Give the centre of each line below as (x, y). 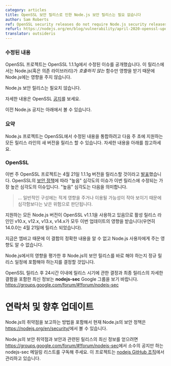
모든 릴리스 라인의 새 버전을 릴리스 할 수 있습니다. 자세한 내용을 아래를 (74, 143)
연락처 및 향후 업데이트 (50, 307)
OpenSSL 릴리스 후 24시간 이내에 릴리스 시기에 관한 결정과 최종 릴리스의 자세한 (84, 272)
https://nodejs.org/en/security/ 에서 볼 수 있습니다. (56, 328)
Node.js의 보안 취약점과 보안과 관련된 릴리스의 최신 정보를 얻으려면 (72, 339)
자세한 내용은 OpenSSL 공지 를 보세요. (43, 99)
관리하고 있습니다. (23, 358)
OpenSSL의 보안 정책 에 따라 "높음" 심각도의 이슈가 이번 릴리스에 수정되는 (85, 180)
